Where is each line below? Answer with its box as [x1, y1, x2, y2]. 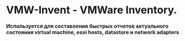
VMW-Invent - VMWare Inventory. [6, 3, 177, 17]
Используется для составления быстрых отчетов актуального [6, 23, 169, 29]
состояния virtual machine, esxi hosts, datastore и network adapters [6, 28, 180, 35]
